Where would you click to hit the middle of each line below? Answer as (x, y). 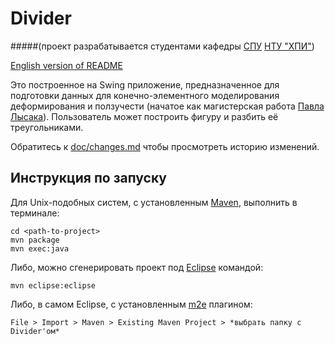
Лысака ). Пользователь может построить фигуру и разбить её (144, 116)
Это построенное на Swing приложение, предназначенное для (145, 84)
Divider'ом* (35, 331)
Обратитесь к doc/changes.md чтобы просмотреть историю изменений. (165, 146)
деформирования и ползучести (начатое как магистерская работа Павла (167, 106)
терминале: (35, 213)
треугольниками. (47, 127)
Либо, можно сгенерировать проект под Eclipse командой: (137, 267)
